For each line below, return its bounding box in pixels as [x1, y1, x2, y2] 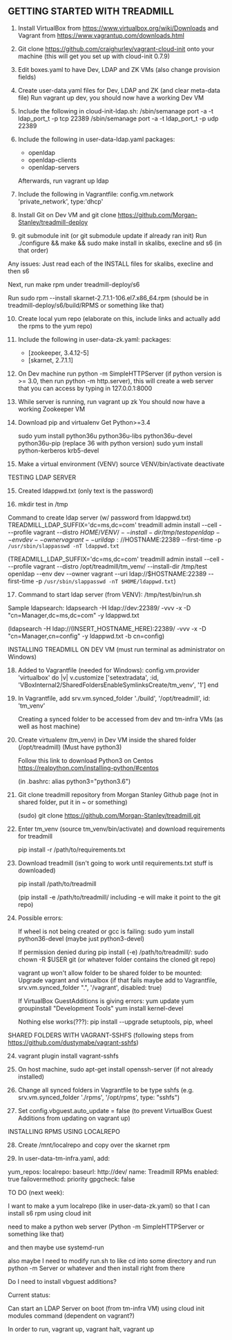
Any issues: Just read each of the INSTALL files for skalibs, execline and [8, 259, 213, 268]
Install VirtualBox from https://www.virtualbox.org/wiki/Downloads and [17, 24, 219, 32]
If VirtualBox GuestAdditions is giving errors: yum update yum [17, 996, 194, 1005]
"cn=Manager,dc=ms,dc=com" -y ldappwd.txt [8, 611, 139, 619]
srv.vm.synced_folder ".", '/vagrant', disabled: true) [17, 983, 162, 991]
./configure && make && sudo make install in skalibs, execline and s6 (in [17, 239, 222, 247]
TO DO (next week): [8, 1188, 65, 1196]
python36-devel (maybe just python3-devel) [17, 934, 144, 943]
